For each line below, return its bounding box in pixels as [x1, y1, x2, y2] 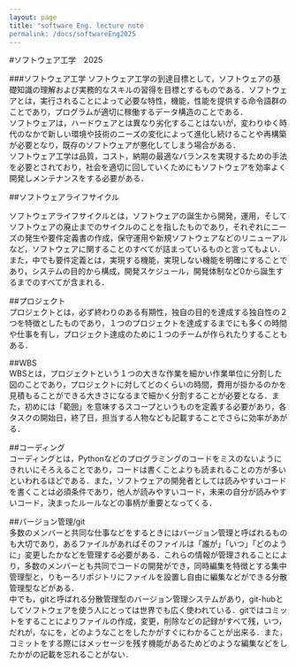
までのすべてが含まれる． [16, 277, 110, 288]
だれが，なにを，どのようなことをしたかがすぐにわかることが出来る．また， [9, 627, 287, 638]
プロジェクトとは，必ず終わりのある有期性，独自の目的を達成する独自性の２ [9, 307, 288, 318]
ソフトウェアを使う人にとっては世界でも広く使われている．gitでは [24, 605, 265, 616]
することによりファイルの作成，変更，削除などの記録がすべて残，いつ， [24, 616, 287, 626]
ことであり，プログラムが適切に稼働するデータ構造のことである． [9, 107, 248, 118]
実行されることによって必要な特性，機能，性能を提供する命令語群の [39, 96, 287, 106]
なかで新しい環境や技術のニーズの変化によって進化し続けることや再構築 [24, 129, 287, 140]
